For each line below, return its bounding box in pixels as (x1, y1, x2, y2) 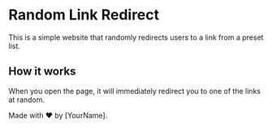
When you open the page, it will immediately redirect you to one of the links (8, 86, 261, 96)
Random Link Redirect (8, 6, 160, 24)
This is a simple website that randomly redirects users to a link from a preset (8, 32, 264, 42)
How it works (8, 65, 76, 79)
